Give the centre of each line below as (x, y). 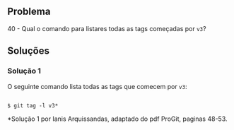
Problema (29, 12)
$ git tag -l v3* (33, 105)
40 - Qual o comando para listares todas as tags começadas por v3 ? (107, 28)
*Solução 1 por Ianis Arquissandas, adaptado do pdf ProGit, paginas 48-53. (117, 119)
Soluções (28, 51)
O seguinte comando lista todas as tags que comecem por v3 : (97, 86)
